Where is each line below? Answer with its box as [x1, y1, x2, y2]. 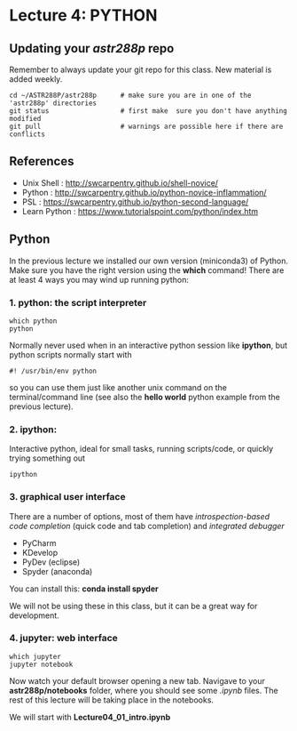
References [9, 154, 74, 169]
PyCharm [21, 537, 57, 548]
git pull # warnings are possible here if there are [9, 122, 284, 131]
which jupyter [9, 652, 62, 661]
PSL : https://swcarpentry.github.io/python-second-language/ [21, 197, 249, 207]
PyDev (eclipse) [21, 557, 81, 567]
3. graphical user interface [9, 491, 126, 503]
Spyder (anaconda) [21, 566, 93, 576]
